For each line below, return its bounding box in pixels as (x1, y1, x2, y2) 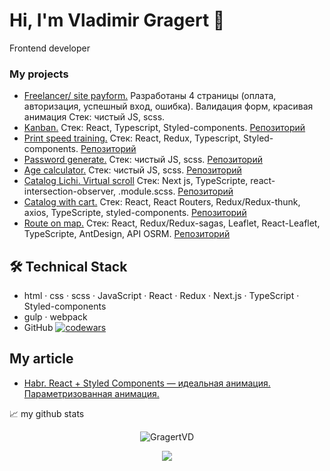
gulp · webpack (23, 311, 88, 323)
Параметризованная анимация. (23, 387, 160, 399)
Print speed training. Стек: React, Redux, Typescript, (23, 132, 242, 144)
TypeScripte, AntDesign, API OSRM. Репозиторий (23, 228, 231, 240)
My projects (9, 67, 69, 81)
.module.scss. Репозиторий (118, 185, 234, 198)
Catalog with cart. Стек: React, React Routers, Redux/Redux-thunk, (23, 196, 301, 208)
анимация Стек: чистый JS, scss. (23, 111, 166, 123)
